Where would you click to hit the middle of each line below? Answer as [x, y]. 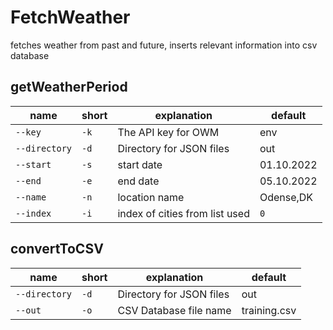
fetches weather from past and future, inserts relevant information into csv [164, 45]
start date [140, 164]
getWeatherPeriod [69, 87]
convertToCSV [57, 249]
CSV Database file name [174, 310]
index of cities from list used [183, 213]
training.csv [269, 310]
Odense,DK [286, 197]
